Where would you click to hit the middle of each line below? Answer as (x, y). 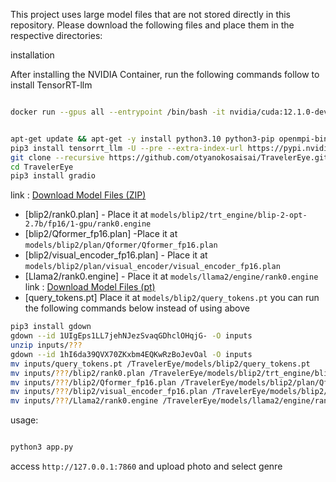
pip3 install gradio (53, 176)
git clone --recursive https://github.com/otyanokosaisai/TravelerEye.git (169, 157)
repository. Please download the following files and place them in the (152, 25)
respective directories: (56, 35)
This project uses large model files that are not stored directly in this (151, 14)
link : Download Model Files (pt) (90, 287)
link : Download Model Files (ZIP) (78, 195)
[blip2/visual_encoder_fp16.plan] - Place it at (116, 255)
